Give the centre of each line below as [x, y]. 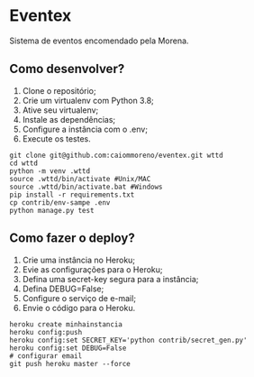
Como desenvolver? [67, 69]
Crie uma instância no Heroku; [79, 260]
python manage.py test [52, 210]
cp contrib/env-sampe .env [60, 202]
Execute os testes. [57, 138]
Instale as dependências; [69, 119]
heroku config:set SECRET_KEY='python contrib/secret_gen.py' [128, 340]
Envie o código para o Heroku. [79, 308]
